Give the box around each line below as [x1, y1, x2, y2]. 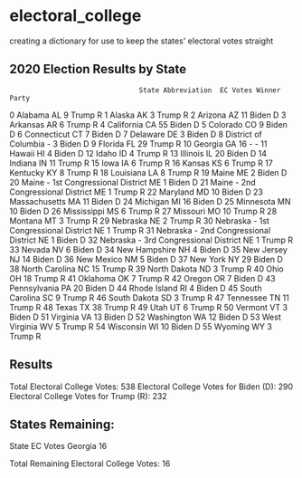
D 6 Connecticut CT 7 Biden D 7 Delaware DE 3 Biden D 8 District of [9, 129, 262, 139]
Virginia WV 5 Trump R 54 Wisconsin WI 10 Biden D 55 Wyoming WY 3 [9, 320, 273, 331]
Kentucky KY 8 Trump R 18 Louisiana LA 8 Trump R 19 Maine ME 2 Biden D [9, 167, 288, 177]
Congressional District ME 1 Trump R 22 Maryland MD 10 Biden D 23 [9, 186, 264, 197]
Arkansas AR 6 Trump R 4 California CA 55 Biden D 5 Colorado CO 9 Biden [9, 119, 288, 129]
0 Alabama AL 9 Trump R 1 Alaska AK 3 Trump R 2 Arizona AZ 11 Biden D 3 [9, 110, 287, 120]
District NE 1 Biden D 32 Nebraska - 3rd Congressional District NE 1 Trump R [9, 234, 294, 245]
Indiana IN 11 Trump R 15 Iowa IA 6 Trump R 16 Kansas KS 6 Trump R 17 [9, 158, 273, 168]
